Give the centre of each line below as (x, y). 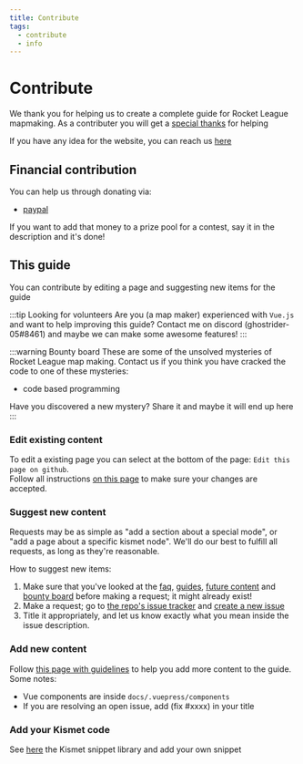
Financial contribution (73, 170)
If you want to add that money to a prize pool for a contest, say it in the (142, 227)
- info (30, 43)
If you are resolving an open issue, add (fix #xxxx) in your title (138, 706)
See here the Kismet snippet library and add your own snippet (126, 749)
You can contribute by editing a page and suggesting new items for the (142, 287)
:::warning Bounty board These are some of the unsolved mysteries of (141, 351)
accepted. (28, 489)
